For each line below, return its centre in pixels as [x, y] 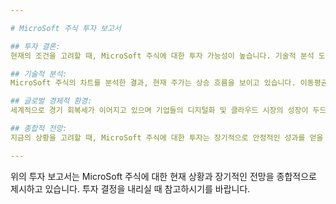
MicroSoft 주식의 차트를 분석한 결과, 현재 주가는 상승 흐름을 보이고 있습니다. [153, 83]
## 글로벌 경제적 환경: [51, 101]
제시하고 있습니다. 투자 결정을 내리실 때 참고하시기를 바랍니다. [130, 188]
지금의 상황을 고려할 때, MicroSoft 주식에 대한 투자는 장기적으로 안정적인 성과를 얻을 [167, 137]
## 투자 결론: [35, 46]
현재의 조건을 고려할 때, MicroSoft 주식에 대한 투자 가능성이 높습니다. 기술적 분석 [162, 56]
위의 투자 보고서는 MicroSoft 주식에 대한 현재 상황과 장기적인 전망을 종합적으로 [163, 176]
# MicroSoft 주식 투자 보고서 [66, 28]
